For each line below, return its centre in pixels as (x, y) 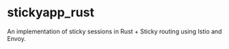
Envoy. (16, 38)
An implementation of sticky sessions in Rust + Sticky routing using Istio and (114, 31)
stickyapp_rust (51, 13)
